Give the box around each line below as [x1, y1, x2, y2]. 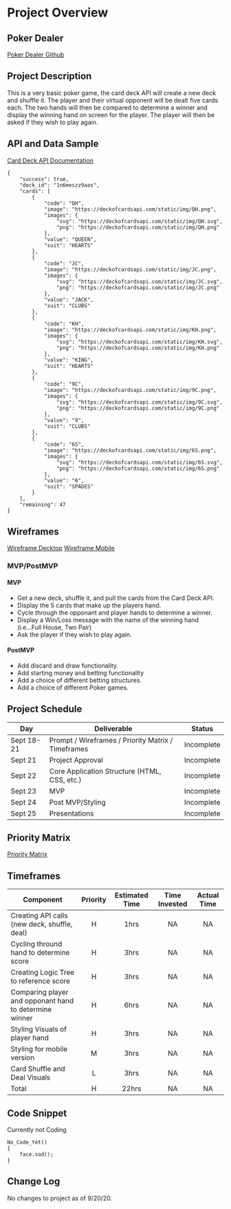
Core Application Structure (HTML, [49, 766, 162, 776]
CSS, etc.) [49, 775, 82, 785]
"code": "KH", [43, 320, 85, 327]
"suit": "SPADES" [43, 483, 94, 490]
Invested [157, 899, 188, 909]
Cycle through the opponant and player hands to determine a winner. [16, 608, 213, 617]
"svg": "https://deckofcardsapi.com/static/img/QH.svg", [56, 218, 223, 225]
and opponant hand [10, 996, 74, 1006]
